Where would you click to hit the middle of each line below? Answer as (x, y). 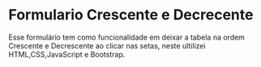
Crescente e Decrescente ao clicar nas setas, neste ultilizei (107, 45)
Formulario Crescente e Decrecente (131, 15)
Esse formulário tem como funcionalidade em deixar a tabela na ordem (127, 37)
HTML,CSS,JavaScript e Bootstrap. (67, 54)
